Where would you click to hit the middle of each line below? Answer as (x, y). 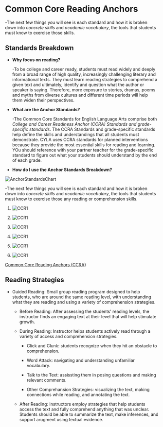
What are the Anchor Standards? (46, 109)
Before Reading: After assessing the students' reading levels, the (84, 311)
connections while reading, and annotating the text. (78, 394)
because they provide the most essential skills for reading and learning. (84, 145)
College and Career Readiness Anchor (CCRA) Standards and (74, 124)
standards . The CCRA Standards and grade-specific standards (92, 129)
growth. (27, 322)
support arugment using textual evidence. (61, 419)
